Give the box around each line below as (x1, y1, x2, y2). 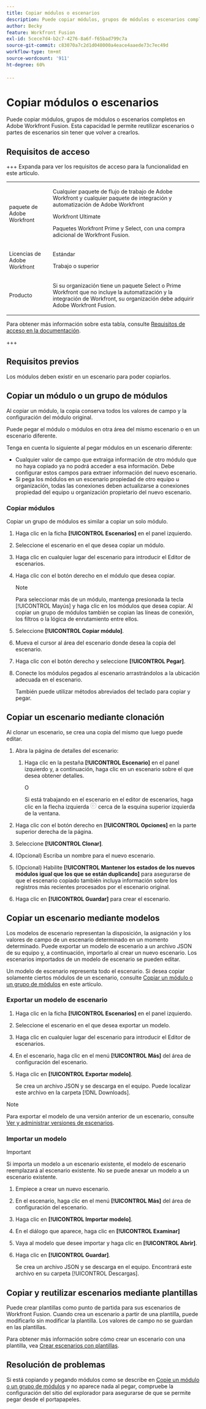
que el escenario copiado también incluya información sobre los (15, 876, 178, 884)
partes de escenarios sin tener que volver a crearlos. (6, 129, 140, 136)
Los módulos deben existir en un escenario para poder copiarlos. (6, 372, 171, 380)
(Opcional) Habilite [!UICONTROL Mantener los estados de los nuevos (15, 863, 195, 871)
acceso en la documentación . (6, 327, 81, 334)
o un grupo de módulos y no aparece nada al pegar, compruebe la (6, 1383, 174, 1390)
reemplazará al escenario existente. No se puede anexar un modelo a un (6, 1167, 189, 1174)
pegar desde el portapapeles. (6, 1395, 81, 1403)
